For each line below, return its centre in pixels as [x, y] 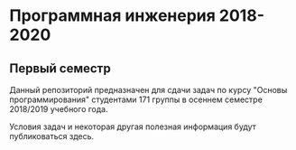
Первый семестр [60, 68]
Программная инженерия [113, 16]
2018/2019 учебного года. [59, 109]
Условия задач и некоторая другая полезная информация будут [133, 127]
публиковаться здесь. [52, 136]
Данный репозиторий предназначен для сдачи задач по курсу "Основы [148, 90]
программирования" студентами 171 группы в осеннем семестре [136, 99]
